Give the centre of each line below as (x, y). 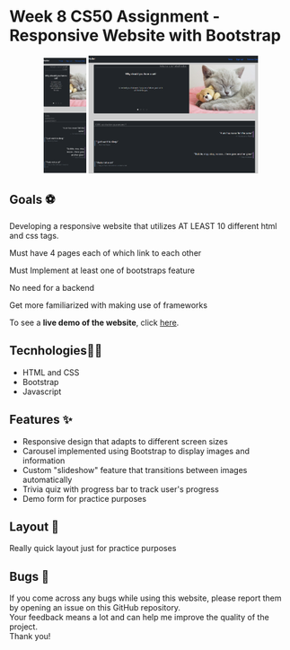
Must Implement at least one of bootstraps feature (102, 270)
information (44, 461)
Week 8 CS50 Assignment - (115, 17)
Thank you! (30, 637)
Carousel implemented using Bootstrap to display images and (136, 451)
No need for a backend (52, 287)
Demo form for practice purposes (84, 498)
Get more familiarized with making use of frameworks (109, 305)
